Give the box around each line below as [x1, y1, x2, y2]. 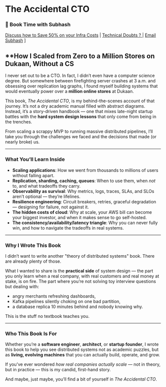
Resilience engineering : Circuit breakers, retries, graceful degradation [12, 198, 157, 204]
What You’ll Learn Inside [5, 156, 65, 163]
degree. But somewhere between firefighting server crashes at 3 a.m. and [5, 78, 156, 84]
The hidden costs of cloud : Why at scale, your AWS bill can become [12, 209, 152, 215]
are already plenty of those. [5, 258, 62, 264]
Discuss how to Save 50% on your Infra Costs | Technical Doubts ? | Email [5, 32, 156, 38]
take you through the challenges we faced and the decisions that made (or [5, 134, 157, 140]
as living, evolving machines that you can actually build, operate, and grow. [5, 352, 161, 358]
